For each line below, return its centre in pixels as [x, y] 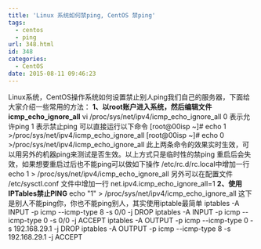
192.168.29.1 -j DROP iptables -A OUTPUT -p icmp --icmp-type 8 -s [122, 229]
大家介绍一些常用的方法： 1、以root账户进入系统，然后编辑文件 [110, 106]
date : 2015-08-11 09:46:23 [52, 74]
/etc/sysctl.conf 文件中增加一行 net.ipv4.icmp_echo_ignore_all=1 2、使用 [125, 183]
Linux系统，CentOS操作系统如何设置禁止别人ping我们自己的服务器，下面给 [129, 97]
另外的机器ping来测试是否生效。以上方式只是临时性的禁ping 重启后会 [133, 154]
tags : [17, 23]
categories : [27, 60]
